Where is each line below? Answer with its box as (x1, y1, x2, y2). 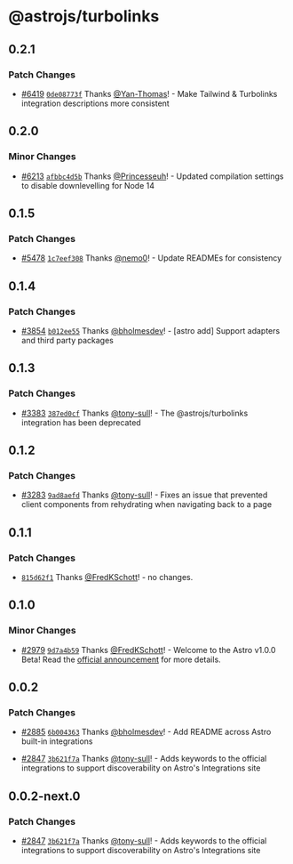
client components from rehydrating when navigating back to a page (20, 499, 273, 510)
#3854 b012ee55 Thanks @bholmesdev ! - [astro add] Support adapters (20, 325, 281, 335)
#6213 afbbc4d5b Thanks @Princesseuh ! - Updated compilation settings (20, 171, 284, 182)
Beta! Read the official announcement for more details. (20, 654, 221, 665)
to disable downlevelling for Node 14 (20, 180, 155, 190)
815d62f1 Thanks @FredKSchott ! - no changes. (20, 572, 194, 582)
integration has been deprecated (20, 416, 141, 428)
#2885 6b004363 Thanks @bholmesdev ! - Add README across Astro (20, 727, 272, 738)
